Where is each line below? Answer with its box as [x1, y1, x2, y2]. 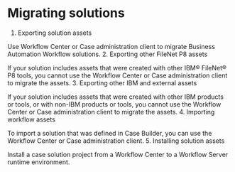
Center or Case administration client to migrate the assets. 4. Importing [7, 107, 215, 116]
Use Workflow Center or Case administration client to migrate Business [7, 42, 215, 50]
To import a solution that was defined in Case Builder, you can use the [7, 129, 212, 137]
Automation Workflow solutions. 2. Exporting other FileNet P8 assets [7, 50, 208, 58]
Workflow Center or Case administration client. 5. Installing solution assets [7, 136, 225, 145]
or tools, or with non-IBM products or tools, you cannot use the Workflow [7, 100, 222, 108]
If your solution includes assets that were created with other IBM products [7, 92, 224, 101]
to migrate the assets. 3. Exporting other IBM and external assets [7, 78, 197, 87]
